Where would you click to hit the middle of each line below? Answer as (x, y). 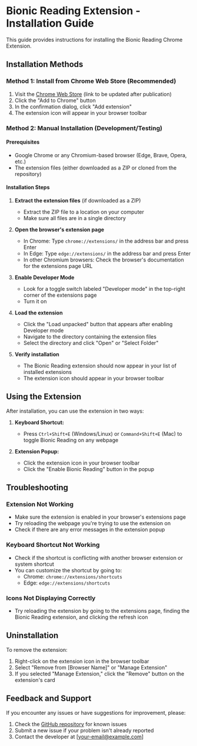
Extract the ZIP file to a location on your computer (84, 212)
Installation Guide (50, 23)
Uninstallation (32, 636)
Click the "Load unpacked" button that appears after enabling (98, 324)
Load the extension (39, 313)
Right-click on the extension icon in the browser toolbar (82, 661)
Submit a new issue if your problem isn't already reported (84, 730)
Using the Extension (44, 397)
